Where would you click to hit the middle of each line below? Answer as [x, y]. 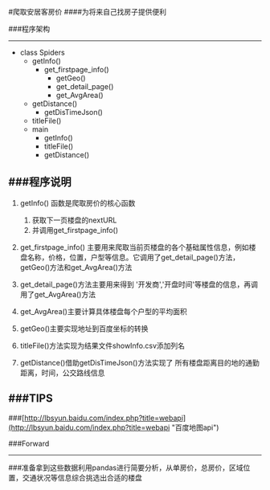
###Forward [29, 443]
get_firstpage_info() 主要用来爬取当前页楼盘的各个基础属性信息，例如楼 [138, 247]
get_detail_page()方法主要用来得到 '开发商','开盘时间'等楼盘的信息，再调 [139, 284]
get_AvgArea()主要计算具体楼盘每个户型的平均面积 [103, 311]
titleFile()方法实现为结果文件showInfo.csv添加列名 [102, 345]
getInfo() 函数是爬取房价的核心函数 [78, 202]
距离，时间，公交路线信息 [62, 373]
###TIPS [31, 399]
